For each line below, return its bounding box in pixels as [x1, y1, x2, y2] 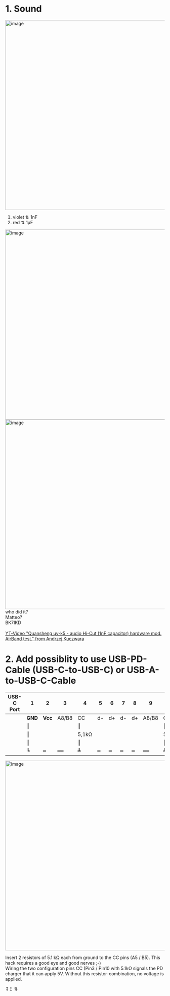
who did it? [5, 608, 28, 615]
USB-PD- [108, 653, 148, 665]
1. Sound [5, 3, 42, 15]
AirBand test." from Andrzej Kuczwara [5, 636, 84, 642]
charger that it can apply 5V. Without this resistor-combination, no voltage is [5, 970, 164, 977]
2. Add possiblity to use [5, 653, 107, 665]
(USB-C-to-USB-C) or [32, 664, 125, 676]
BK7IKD [5, 619, 21, 626]
